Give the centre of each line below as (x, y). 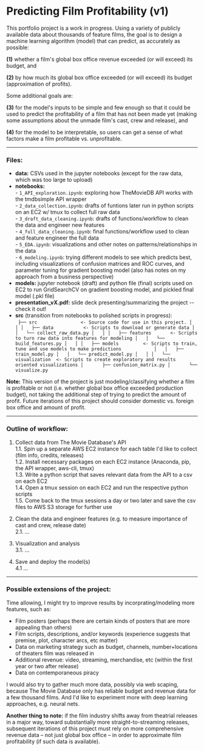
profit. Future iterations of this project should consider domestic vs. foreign (100, 401)
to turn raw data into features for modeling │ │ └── (90, 339)
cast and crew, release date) (50, 525)
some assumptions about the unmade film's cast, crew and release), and (97, 120)
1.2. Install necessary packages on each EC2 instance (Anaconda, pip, (103, 462)
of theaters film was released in (54, 653)
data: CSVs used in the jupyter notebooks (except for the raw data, (99, 173)
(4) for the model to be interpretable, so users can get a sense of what (95, 132)
